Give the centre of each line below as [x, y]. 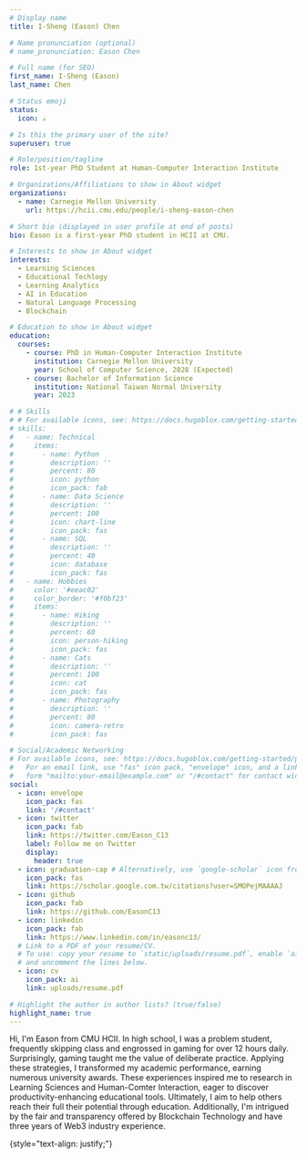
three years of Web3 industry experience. [87, 1126]
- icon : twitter [48, 819]
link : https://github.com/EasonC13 [93, 912]
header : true [58, 861]
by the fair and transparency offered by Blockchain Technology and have [146, 1116]
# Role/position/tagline [56, 160]
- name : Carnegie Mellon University [87, 202]
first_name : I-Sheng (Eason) [65, 77]
